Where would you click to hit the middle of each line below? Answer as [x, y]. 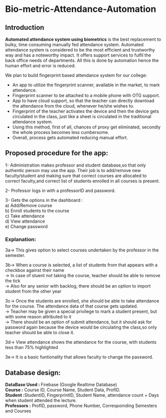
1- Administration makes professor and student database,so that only [76, 165]
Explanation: [21, 239]
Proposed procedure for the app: [57, 153]
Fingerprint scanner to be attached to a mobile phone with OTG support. [86, 95]
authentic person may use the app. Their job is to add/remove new [73, 170]
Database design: [33, 373]
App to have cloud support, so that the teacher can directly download [83, 101]
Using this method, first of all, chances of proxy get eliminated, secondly [86, 127]
